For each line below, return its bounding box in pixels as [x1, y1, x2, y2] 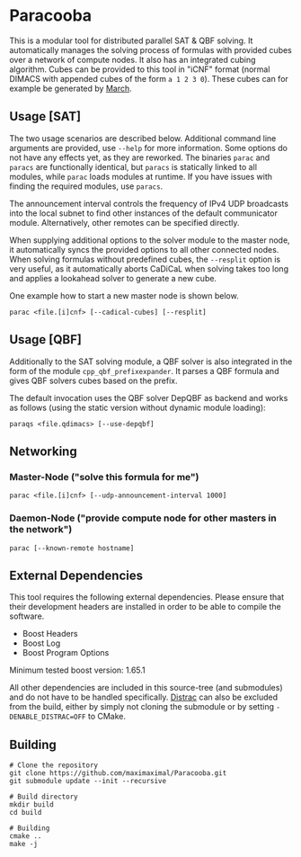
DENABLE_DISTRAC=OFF [9, 712, 87, 722]
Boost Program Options [22, 647, 110, 658]
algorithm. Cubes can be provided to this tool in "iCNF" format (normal [9, 64, 270, 75]
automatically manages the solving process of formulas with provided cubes [9, 44, 292, 55]
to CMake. [87, 711, 127, 722]
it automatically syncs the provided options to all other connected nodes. [9, 244, 279, 254]
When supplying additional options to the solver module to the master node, [9, 235, 290, 245]
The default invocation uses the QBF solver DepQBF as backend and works [9, 392, 288, 403]
